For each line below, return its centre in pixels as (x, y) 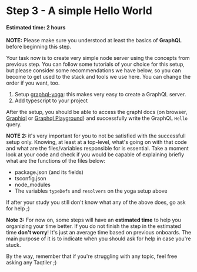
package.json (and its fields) (49, 172)
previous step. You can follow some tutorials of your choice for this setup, (96, 64)
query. (14, 125)
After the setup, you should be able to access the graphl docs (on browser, (97, 112)
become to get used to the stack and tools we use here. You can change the (98, 77)
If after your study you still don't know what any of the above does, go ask (96, 202)
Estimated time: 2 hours (36, 27)
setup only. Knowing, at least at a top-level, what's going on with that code (96, 142)
